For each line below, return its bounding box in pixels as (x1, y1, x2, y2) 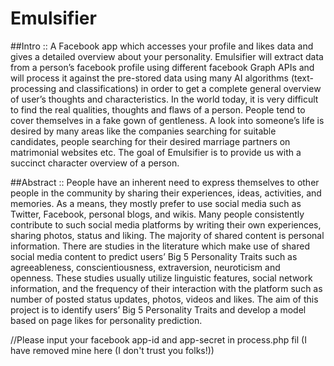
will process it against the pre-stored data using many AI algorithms (10, 72, 289, 84)
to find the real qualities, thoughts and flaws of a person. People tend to (10, 103, 306, 116)
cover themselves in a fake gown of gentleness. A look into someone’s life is (10, 114, 325, 126)
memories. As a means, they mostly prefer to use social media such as (10, 197, 302, 209)
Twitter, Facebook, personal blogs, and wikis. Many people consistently (10, 208, 305, 220)
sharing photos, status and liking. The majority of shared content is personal (10, 229, 325, 241)
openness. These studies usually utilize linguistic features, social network (10, 272, 313, 284)
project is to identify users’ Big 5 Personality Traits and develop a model (10, 303, 307, 316)
